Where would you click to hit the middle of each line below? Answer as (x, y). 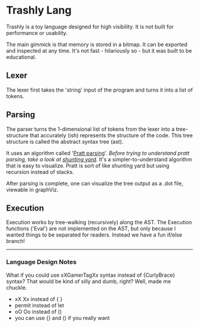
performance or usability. (37, 33)
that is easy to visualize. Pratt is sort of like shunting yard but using (88, 166)
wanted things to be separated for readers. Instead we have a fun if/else (94, 235)
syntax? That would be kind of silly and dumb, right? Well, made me (89, 281)
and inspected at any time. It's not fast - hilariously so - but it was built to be (99, 50)
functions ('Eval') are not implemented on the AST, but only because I (91, 229)
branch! (16, 241)
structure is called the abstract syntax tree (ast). (65, 141)
